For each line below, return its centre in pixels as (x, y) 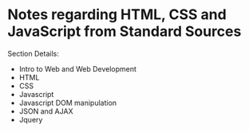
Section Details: (33, 53)
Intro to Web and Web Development (78, 68)
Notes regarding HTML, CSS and (117, 15)
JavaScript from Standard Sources (125, 31)
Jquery (31, 119)
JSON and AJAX (46, 111)
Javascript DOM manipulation (68, 103)
